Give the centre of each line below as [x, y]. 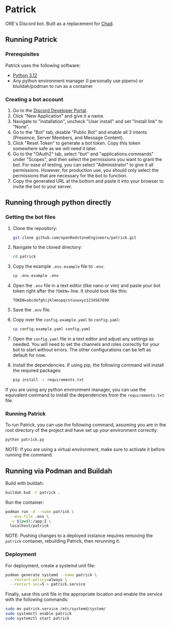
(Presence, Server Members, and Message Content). [68, 137]
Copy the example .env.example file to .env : [58, 266]
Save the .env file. [32, 310]
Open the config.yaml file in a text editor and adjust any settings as [83, 339]
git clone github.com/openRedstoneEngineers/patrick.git [75, 238]
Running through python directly [58, 203]
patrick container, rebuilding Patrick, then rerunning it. [63, 541]
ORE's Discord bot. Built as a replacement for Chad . [59, 24]
